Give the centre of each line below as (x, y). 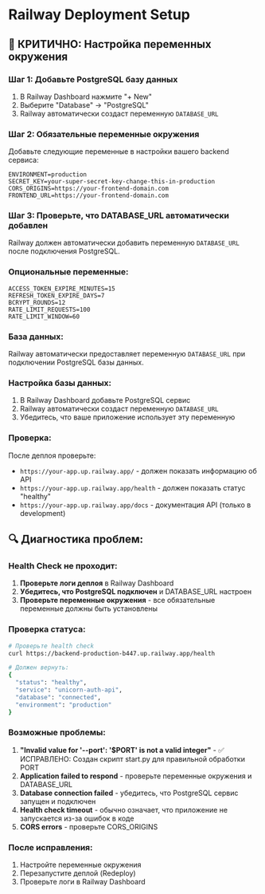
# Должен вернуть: (39, 668)
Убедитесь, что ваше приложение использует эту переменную (127, 417)
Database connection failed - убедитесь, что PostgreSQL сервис (129, 793)
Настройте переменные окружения (80, 865)
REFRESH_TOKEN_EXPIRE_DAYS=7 (57, 295)
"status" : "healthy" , (51, 683)
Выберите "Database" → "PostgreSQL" (84, 104)
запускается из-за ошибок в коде (77, 818)
